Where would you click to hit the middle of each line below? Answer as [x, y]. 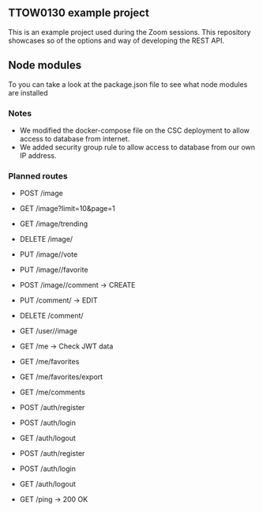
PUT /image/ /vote [49, 254]
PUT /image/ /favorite [54, 270]
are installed [28, 92]
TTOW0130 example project [79, 13]
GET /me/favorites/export [61, 377]
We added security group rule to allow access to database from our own [137, 147]
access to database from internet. [75, 138]
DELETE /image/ [46, 239]
